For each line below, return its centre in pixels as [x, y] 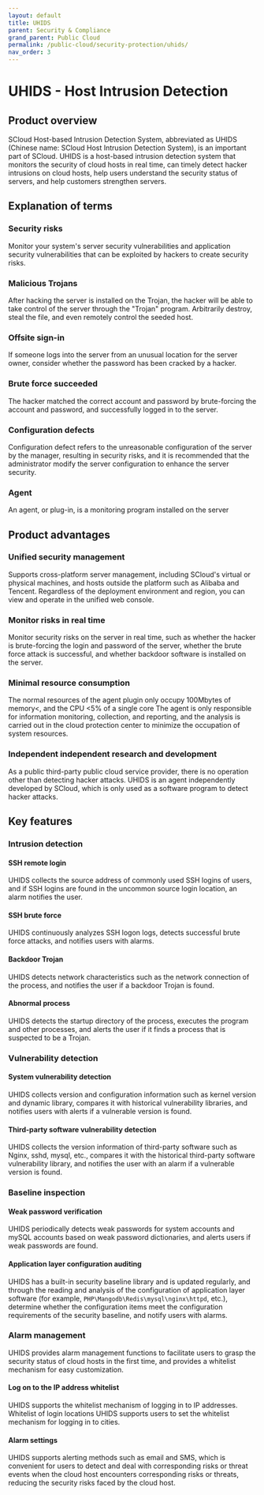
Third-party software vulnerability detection [82, 1129]
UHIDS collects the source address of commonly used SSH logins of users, [130, 880]
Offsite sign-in [37, 337]
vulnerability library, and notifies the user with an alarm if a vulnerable [121, 1164]
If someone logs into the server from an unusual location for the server [123, 355]
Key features [40, 821]
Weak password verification [55, 1211]
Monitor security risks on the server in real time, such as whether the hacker [132, 638]
